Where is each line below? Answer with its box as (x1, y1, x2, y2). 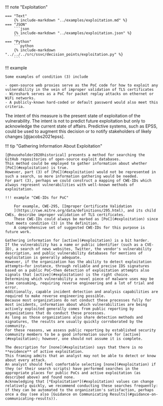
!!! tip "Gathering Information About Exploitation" (5, 143, 102, 149)
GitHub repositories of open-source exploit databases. (5, 157, 121, 162)
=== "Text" (5, 14, 27, 19)
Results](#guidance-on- (109, 392, 159, 397)
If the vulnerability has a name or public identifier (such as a (5, 242, 143, 247)
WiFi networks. (5, 96, 36, 101)
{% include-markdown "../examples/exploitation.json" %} (14, 31, 132, 36)
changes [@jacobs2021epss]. (5, 134, 65, 139)
